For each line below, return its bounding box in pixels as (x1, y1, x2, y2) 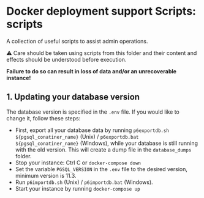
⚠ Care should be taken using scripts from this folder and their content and (6, 49, 197, 56)
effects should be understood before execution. (6, 56, 127, 63)
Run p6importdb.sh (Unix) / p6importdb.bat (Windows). (15, 178, 153, 186)
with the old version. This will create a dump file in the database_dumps (15, 145, 192, 153)
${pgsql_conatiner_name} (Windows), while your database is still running (15, 139, 198, 147)
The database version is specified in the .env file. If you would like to (6, 108, 179, 116)
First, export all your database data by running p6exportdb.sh (15, 127, 170, 134)
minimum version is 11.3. (15, 172, 77, 179)
